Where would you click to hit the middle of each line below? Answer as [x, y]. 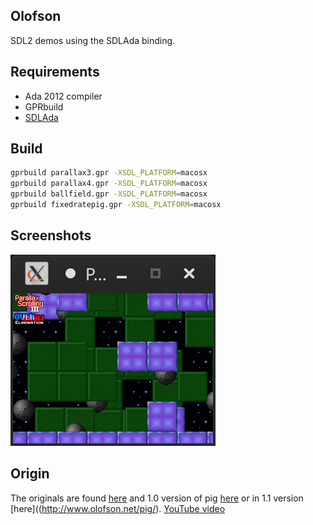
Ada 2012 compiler [63, 96]
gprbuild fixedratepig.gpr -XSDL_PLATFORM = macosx [116, 205]
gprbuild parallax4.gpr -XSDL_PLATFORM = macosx [109, 184]
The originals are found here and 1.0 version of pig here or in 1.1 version [157, 498]
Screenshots [51, 235]
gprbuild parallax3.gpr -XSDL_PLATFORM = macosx [109, 173]
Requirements [55, 72]
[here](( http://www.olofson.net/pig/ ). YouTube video [118, 508]
